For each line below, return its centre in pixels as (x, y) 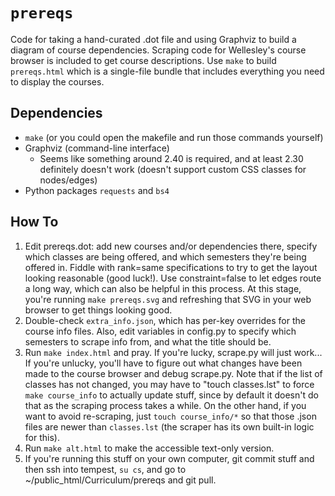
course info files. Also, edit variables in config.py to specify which (160, 331)
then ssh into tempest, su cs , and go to (105, 469)
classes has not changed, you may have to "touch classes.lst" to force (169, 384)
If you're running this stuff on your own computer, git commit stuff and (169, 458)
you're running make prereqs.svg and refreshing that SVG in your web (168, 299)
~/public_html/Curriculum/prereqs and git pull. (120, 480)
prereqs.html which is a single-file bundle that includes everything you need (167, 71)
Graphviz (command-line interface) (97, 148)
